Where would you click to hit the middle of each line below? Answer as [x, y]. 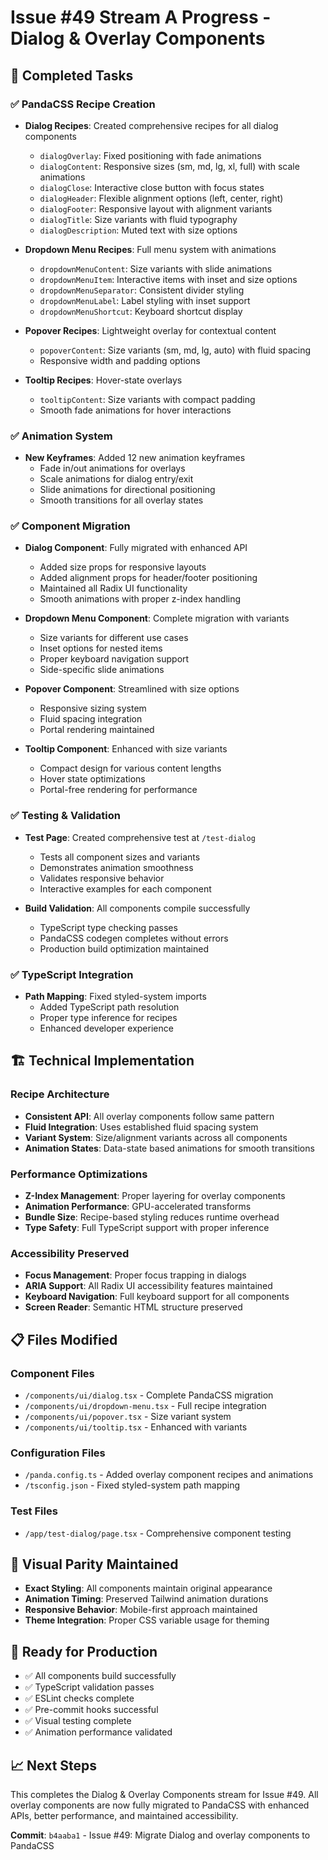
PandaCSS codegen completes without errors [134, 938]
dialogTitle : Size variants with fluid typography [138, 219]
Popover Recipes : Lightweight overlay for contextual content [150, 330]
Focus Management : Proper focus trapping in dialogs [135, 1275]
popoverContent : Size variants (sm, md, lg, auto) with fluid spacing [175, 350]
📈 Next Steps [54, 1765]
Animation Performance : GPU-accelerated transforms [138, 1207]
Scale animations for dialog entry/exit [116, 479]
